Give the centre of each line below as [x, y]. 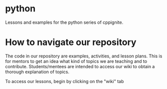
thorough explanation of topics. [37, 72]
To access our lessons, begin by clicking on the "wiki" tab [65, 81]
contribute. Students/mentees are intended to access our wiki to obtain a [80, 66]
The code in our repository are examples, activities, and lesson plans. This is [84, 56]
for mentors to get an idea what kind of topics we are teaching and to [76, 61]
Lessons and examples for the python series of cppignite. [64, 22]
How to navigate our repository [71, 42]
